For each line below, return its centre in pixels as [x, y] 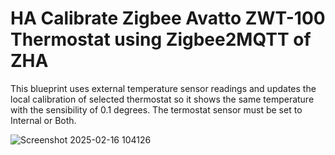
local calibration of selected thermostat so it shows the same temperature [162, 99]
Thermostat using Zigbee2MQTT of [161, 39]
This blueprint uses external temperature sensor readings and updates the [163, 88]
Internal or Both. [43, 120]
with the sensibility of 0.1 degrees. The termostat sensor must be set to [156, 109]
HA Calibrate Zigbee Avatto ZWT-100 [168, 18]
